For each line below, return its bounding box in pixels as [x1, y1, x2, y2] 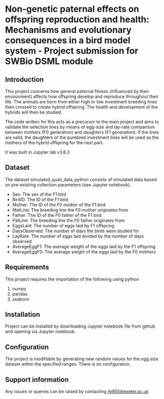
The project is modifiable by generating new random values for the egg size [5, 356, 159, 362]
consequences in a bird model [5, 35, 131, 46]
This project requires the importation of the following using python [5, 276, 139, 282]
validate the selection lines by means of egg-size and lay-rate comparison [5, 124, 155, 130]
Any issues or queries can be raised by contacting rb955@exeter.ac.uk [5, 389, 149, 395]
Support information [5, 375, 69, 384]
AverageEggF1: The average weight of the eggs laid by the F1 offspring [12, 244, 156, 249]
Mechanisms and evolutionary [5, 25, 132, 35]
